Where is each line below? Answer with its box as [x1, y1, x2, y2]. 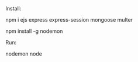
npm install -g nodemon [5, 27, 63, 35]
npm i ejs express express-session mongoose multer [5, 16, 133, 23]
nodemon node [5, 50, 42, 57]
